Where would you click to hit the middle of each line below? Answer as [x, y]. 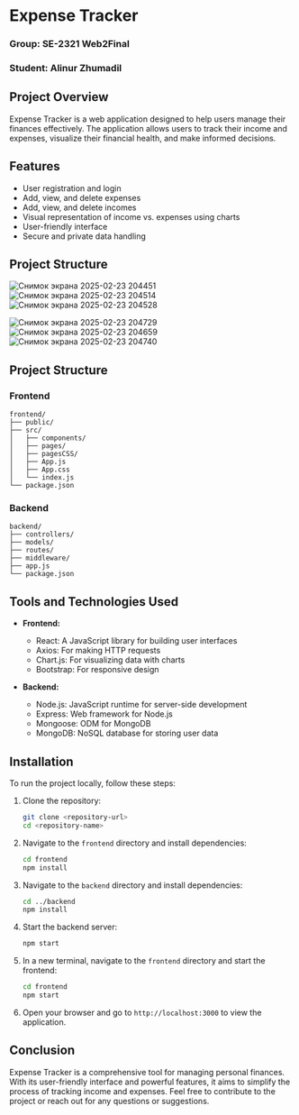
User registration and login [72, 188]
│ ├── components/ [48, 438]
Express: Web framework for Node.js [104, 714]
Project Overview [59, 97]
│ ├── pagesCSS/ [44, 454]
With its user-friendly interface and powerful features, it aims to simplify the [150, 1082]
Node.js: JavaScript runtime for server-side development [141, 705]
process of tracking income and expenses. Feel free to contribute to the [143, 1091]
